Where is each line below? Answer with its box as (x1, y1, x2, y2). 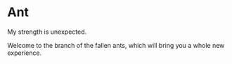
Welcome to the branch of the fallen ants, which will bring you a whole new (7, 41, 225, 49)
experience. (7, 49, 42, 57)
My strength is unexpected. (7, 27, 87, 36)
